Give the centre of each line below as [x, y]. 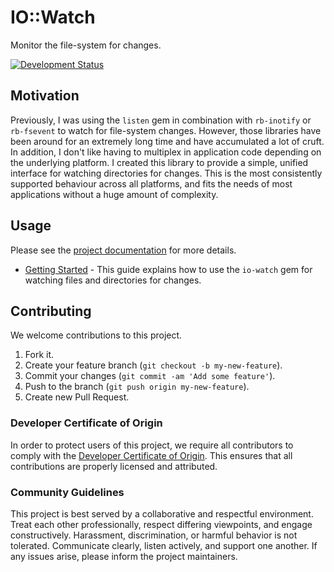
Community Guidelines [67, 492]
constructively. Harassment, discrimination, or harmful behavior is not [154, 535]
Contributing [51, 311]
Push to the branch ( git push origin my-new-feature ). [137, 387]
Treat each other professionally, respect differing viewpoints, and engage [161, 524]
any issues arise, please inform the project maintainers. [124, 556]
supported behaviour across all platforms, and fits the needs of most [151, 183]
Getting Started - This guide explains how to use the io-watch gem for [168, 269]
